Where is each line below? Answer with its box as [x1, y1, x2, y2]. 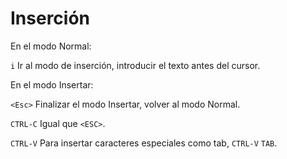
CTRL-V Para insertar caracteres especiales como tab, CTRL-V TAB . [10, 137, 278, 149]
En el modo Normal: [10, 40, 92, 52]
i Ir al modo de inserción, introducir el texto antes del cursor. [10, 59, 261, 71]
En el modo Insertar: [10, 78, 94, 91]
